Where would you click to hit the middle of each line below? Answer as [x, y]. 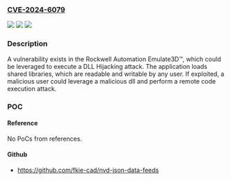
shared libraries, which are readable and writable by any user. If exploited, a [116, 74]
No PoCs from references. [45, 139]
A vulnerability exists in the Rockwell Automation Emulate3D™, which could [114, 59]
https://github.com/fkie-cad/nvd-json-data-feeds [88, 170]
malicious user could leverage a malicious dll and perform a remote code [112, 81]
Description [27, 44]
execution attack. [32, 88]
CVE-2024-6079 [36, 10]
